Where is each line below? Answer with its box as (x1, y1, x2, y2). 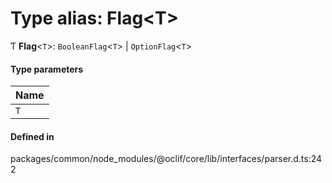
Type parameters (10, 63, 84, 75)
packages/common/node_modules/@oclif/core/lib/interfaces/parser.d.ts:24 (10, 153, 323, 165)
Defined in (10, 130, 55, 142)
